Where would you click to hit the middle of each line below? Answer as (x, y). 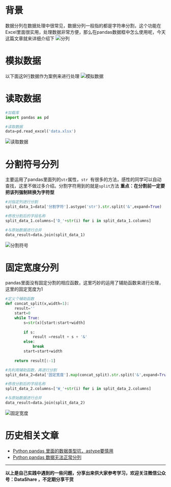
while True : (27, 318)
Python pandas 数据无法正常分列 (47, 457)
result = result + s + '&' (60, 337)
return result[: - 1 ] (35, 361)
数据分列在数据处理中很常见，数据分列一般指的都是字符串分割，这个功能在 (83, 26)
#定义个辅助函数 (20, 299)
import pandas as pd (27, 117)
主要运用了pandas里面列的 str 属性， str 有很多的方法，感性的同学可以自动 (83, 180)
